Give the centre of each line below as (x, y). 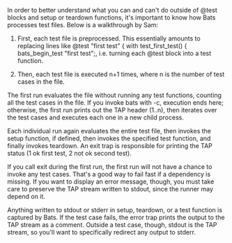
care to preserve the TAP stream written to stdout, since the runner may (110, 189)
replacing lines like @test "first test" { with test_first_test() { (102, 46)
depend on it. (26, 196)
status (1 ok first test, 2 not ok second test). (70, 153)
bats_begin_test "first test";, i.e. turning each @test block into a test (114, 53)
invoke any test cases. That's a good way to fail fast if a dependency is (109, 174)
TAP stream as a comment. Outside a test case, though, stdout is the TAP (112, 225)
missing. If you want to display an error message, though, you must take (111, 182)
